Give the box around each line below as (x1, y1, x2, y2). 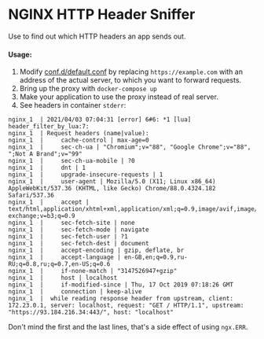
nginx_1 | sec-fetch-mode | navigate (8, 226, 149, 234)
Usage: (8, 50, 33, 59)
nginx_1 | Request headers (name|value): (8, 130, 149, 138)
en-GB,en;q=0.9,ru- (124, 253, 189, 261)
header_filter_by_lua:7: (8, 123, 90, 131)
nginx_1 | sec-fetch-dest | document (8, 240, 149, 248)
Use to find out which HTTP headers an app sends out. (8, 31, 186, 41)
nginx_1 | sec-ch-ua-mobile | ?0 (8, 157, 135, 165)
